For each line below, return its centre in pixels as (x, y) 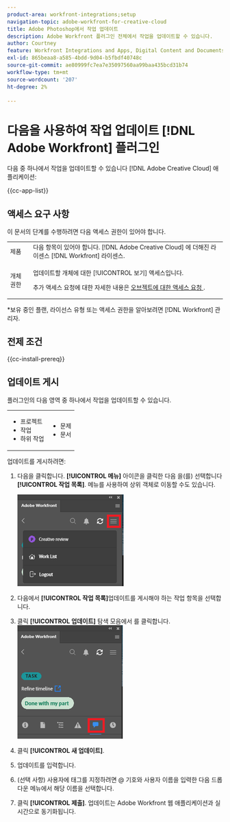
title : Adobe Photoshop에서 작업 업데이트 (63, 29)
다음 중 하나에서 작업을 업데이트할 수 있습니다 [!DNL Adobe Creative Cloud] (110, 169)
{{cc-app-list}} (28, 191)
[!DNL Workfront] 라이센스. (88, 256)
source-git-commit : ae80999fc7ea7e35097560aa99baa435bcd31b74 (98, 65)
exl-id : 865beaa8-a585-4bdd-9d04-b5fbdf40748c (75, 58)
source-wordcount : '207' (42, 80)
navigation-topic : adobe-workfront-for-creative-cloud (87, 22)
